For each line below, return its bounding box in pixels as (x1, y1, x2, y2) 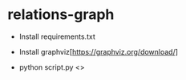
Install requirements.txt (18, 32, 95, 41)
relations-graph (7, 6, 115, 24)
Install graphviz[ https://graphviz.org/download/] (18, 47, 178, 56)
